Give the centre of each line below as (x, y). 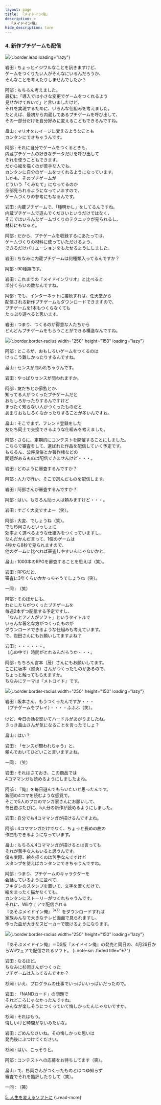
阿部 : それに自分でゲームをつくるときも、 (47, 148)
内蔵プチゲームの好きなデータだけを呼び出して (52, 154)
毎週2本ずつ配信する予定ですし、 (39, 611)
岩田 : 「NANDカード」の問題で (37, 994)
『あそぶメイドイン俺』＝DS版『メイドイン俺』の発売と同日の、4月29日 (79, 944)
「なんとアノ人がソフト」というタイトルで (48, 617)
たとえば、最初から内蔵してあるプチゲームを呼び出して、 (63, 115)
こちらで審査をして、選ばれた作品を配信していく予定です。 (65, 446)
